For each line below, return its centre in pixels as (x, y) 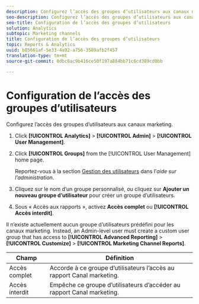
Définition (120, 258)
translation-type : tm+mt (37, 56)
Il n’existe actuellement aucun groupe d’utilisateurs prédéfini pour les (90, 225)
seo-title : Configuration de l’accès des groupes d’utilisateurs (88, 22)
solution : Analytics (32, 28)
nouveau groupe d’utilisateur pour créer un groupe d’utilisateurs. (95, 195)
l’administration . (34, 177)
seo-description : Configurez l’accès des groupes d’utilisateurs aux (94, 17)
